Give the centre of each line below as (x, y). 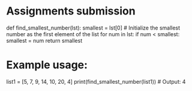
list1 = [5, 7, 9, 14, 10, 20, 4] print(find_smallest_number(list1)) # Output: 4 (96, 81)
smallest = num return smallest (44, 40)
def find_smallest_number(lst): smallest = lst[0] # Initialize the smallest (93, 28)
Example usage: (47, 65)
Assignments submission (71, 11)
